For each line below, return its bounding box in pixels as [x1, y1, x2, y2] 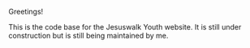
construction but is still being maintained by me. [8, 31, 169, 40]
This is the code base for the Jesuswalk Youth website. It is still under [8, 22, 242, 31]
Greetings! [8, 7, 44, 16]
